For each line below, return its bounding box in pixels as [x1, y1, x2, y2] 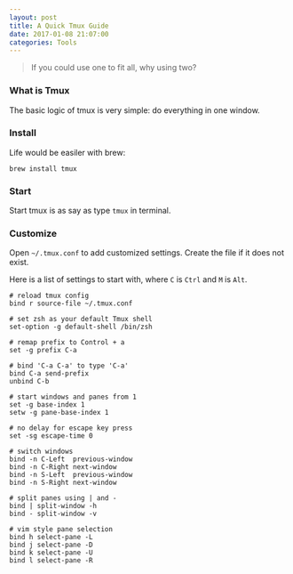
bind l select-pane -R [9, 556, 93, 565]
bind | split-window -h [9, 502, 98, 511]
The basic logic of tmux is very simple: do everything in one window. [9, 104, 260, 116]
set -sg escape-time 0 [9, 432, 93, 441]
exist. [9, 257, 29, 268]
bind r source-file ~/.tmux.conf [9, 299, 133, 308]
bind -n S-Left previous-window [9, 471, 133, 480]
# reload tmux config [9, 291, 90, 301]
